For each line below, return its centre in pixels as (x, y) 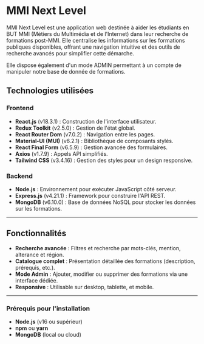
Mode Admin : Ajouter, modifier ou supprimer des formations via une (101, 274)
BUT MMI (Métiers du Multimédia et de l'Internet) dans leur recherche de (97, 33)
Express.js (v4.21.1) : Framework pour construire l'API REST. (90, 195)
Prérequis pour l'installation (48, 308)
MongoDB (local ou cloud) (48, 335)
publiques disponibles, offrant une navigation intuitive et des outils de (93, 47)
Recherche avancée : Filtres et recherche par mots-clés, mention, (98, 248)
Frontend (20, 108)
